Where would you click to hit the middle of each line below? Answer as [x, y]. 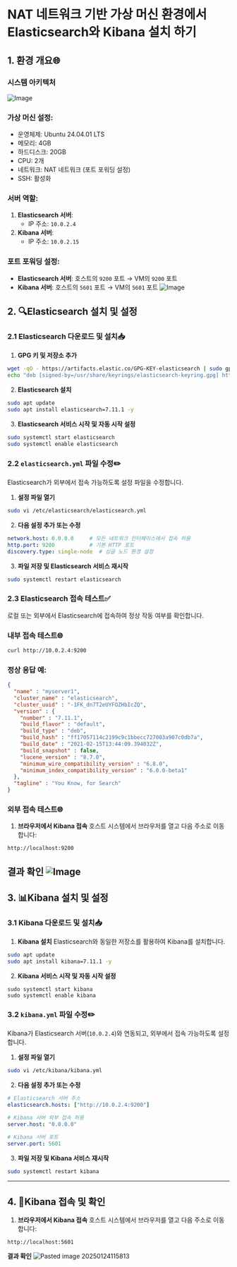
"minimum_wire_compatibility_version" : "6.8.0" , [95, 764]
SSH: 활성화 [34, 179]
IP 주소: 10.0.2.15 [54, 241]
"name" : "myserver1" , [47, 692]
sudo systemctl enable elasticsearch [63, 444]
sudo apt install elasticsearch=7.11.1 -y [71, 410]
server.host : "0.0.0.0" [42, 1124]
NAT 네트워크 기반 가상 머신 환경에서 [107, 14]
